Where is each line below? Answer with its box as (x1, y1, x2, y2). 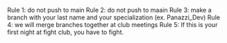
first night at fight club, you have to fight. (7, 28, 124, 36)
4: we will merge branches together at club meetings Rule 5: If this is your (7, 21, 218, 28)
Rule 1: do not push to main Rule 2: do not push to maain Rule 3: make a (7, 6, 212, 14)
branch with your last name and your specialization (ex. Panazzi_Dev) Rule (7, 13, 221, 21)
